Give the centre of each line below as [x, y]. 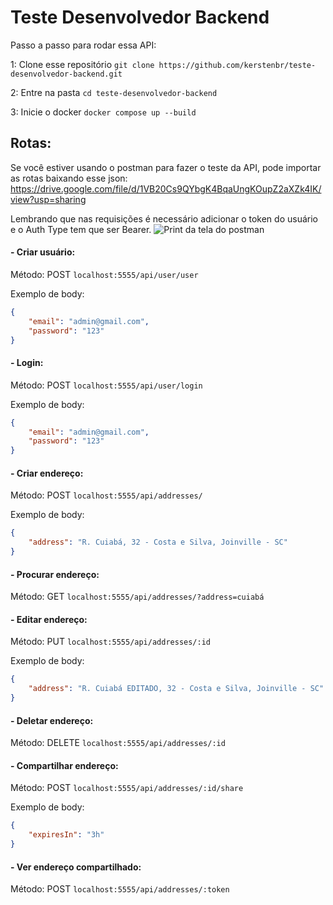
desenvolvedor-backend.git [66, 74]
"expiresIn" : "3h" [66, 835]
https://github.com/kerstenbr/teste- [237, 65]
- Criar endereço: [47, 473]
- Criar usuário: [43, 252]
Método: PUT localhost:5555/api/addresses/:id [111, 642]
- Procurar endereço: [55, 574]
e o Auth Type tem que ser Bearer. [81, 229]
